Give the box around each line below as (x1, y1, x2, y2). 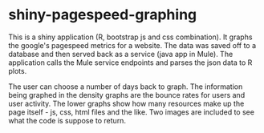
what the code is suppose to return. (8, 115, 127, 125)
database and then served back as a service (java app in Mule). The (8, 49, 234, 58)
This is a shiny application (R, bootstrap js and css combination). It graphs (8, 32, 253, 42)
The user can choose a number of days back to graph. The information (8, 82, 243, 91)
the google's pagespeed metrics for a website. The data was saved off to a (8, 40, 257, 50)
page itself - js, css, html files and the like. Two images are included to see (8, 107, 255, 117)
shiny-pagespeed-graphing (8, 6, 197, 24)
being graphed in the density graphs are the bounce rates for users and (8, 90, 246, 99)
